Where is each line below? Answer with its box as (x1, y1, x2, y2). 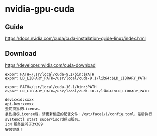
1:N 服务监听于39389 (5, 122, 43, 127)
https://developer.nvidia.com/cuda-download (5, 62, 96, 68)
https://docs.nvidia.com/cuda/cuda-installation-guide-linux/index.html (5, 35, 146, 41)
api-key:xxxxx (5, 101, 34, 106)
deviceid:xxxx (5, 97, 34, 102)
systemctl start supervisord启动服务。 (5, 117, 82, 121)
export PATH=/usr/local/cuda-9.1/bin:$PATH (5, 72, 95, 76)
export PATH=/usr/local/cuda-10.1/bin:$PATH (5, 84, 97, 89)
